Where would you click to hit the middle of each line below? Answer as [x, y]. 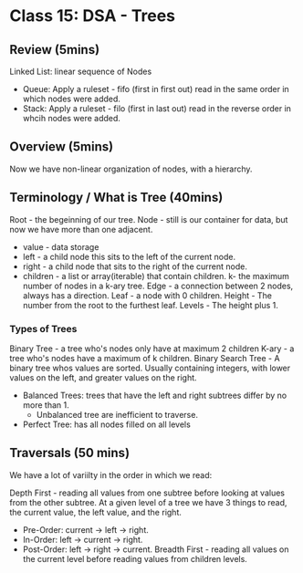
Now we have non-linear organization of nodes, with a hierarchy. [131, 169]
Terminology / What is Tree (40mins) [116, 198]
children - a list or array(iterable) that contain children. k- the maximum [156, 276]
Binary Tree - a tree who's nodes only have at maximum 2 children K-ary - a [152, 349]
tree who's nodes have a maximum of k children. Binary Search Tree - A [145, 358]
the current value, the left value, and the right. [96, 512]
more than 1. [46, 405]
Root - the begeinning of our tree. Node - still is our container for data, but [149, 219]
